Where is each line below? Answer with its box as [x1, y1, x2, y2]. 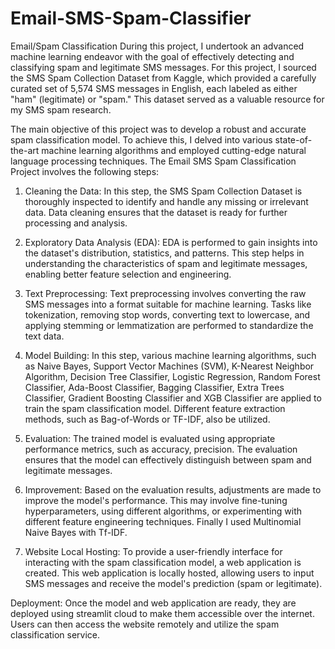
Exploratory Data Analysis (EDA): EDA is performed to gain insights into [24, 236, 318, 248]
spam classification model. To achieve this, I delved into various [10, 133, 273, 146]
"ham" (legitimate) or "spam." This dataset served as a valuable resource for [10, 93, 325, 105]
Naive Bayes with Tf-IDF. [24, 526, 128, 538]
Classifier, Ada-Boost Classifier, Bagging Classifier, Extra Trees [24, 381, 285, 393]
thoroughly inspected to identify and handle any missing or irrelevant [24, 195, 309, 207]
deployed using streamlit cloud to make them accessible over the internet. [10, 607, 315, 619]
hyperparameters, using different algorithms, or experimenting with [24, 505, 303, 517]
